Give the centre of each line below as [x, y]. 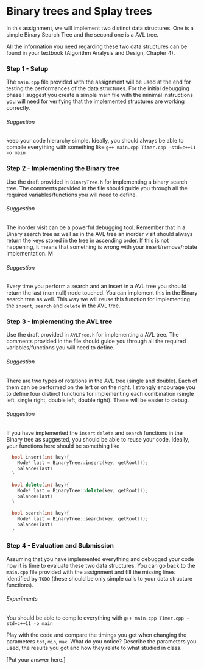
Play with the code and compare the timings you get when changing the [97, 635]
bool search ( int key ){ [40, 513]
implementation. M [30, 253]
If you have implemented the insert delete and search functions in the [94, 433]
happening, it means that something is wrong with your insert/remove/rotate [102, 247]
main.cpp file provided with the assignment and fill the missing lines [91, 572]
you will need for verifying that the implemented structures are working [95, 101]
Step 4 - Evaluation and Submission [60, 546]
